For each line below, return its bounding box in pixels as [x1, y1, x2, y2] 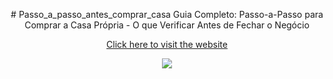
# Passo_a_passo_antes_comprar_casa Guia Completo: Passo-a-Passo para [10, 9, 324, 20]
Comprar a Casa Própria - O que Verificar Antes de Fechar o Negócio [24, 19, 310, 31]
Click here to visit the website [106, 39, 228, 50]
